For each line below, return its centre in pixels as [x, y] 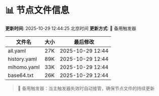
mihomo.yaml [24, 67]
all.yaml [17, 51]
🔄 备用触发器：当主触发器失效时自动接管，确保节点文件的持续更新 [86, 88]
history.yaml [22, 59]
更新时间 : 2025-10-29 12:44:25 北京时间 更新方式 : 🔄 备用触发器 [71, 28]
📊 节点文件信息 [37, 10]
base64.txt [21, 75]
